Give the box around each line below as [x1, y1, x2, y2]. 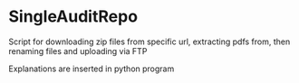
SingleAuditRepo [8, 6, 138, 27]
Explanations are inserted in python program [8, 63, 175, 74]
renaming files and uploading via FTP [8, 45, 148, 56]
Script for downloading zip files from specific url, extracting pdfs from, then [8, 36, 291, 47]
